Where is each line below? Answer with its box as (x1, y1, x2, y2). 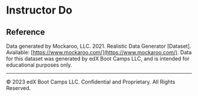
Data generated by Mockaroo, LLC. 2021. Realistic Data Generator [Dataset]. (6, 42, 192, 49)
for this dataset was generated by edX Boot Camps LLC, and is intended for (6, 55, 190, 62)
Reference (6, 27, 45, 37)
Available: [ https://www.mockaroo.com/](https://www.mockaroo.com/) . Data (6, 49, 192, 56)
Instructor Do (6, 4, 72, 17)
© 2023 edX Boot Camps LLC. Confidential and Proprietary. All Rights (6, 78, 176, 85)
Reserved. (6, 85, 31, 91)
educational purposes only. (6, 61, 72, 68)
